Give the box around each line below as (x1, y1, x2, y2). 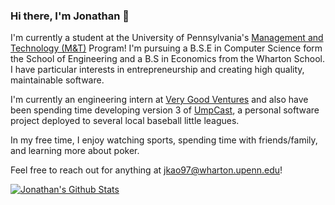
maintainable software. (10, 74, 105, 86)
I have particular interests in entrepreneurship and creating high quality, (10, 64, 305, 76)
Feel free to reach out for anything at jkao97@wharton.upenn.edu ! (10, 164, 283, 176)
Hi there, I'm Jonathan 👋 (10, 9, 130, 23)
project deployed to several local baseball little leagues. (10, 115, 240, 127)
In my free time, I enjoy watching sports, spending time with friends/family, (10, 134, 318, 146)
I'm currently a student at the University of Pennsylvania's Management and (10, 32, 324, 44)
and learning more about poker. (10, 145, 140, 157)
